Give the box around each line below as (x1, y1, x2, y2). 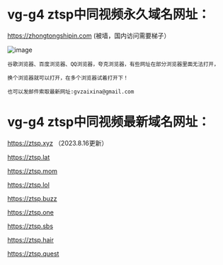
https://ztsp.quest (7, 249, 59, 258)
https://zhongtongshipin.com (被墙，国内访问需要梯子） (7, 31, 171, 40)
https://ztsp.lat (7, 153, 50, 161)
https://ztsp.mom (7, 166, 58, 175)
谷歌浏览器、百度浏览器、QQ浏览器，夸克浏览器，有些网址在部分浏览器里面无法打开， (7, 60, 219, 67)
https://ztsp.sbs (7, 222, 54, 230)
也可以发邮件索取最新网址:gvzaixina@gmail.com (7, 88, 135, 95)
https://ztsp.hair (7, 235, 55, 244)
